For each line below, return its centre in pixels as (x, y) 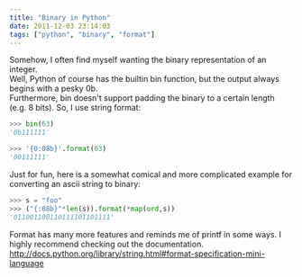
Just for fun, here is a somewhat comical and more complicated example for (151, 174)
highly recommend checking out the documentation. (107, 244)
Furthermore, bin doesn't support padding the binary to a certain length (142, 98)
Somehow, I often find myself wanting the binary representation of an (138, 60)
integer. (23, 69)
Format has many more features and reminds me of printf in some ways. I (146, 234)
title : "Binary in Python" (60, 18)
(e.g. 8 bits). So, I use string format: (75, 108)
